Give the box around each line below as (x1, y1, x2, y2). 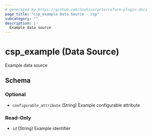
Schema (5, 77, 31, 85)
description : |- (5, 20, 38, 26)
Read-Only (5, 114, 32, 121)
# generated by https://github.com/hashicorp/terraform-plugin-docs (5, 7, 148, 12)
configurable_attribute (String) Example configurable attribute (12, 102, 140, 108)
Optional (5, 91, 26, 98)
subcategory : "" (5, 16, 38, 21)
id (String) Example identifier (12, 125, 71, 132)
